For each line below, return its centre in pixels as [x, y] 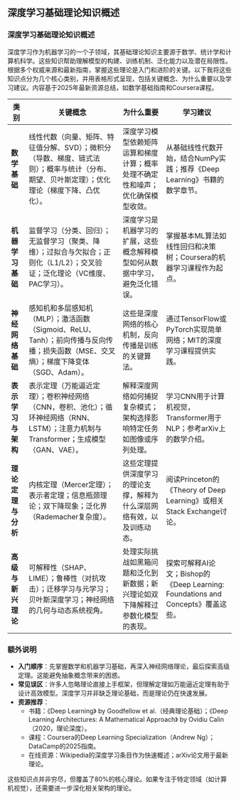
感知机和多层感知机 [61, 307]
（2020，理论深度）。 [59, 728]
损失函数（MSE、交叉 [79, 350]
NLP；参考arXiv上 [196, 428]
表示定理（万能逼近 [61, 385]
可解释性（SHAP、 [60, 567]
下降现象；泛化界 [79, 506]
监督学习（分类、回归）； [70, 230]
